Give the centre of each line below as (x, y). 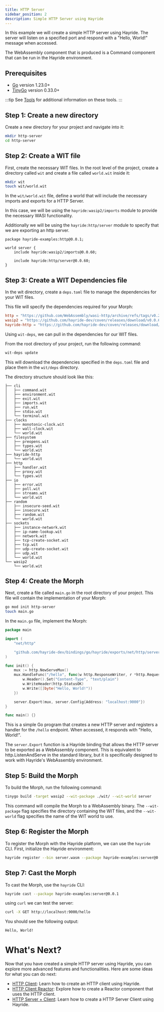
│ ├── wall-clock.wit (29, 429)
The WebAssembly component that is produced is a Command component (80, 52)
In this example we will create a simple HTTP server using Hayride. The (77, 33)
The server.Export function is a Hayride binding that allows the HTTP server (82, 745)
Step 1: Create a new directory (52, 115)
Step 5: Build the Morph (42, 776)
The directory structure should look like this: (50, 377)
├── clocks (16, 420)
